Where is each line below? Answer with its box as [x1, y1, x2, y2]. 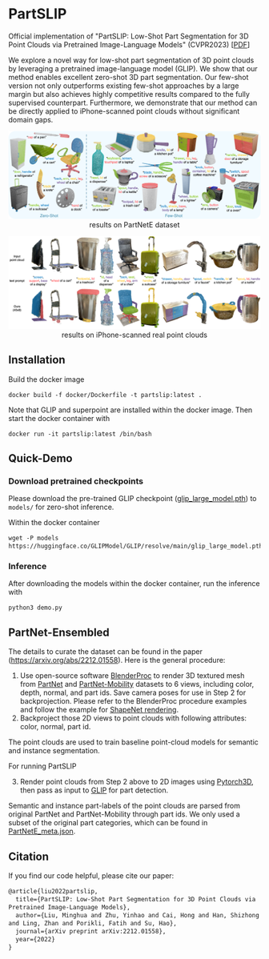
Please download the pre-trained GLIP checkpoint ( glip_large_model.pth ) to [8, 494, 257, 504]
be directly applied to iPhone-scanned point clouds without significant [8, 106, 240, 116]
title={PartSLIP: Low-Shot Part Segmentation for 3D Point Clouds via [15, 896, 256, 904]
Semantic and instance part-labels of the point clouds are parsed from [8, 801, 240, 811]
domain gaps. [8, 114, 54, 124]
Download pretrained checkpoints [8, 475, 144, 487]
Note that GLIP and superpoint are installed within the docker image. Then [8, 405, 253, 415]
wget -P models [8, 534, 59, 543]
